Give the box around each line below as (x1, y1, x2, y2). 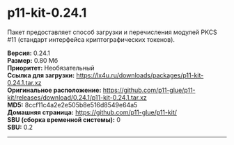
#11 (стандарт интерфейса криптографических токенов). (7, 35, 175, 43)
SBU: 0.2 (7, 123, 33, 131)
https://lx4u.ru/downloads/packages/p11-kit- (76, 71, 204, 79)
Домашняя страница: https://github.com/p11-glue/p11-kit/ (7, 108, 178, 116)
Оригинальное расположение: (7, 86, 102, 94)
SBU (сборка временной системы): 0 (7, 115, 120, 123)
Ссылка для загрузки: (7, 71, 75, 79)
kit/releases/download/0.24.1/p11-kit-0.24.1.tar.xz (7, 93, 148, 102)
